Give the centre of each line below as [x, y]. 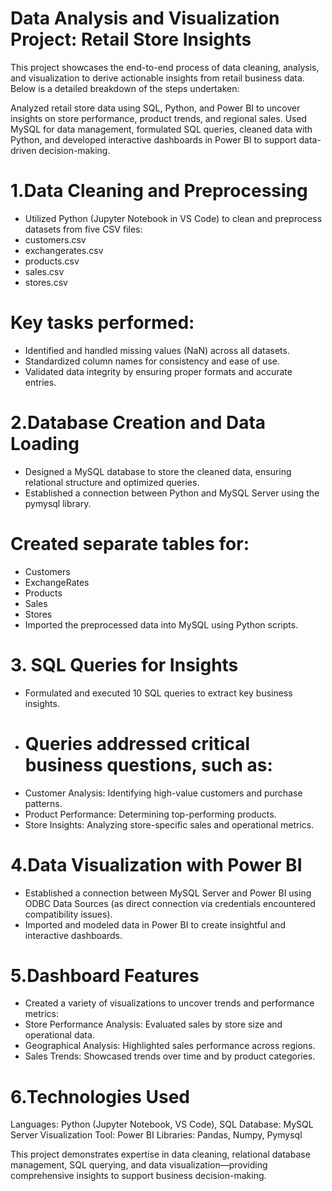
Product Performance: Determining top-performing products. [150, 814]
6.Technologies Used [100, 1096]
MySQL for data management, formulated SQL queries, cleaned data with [161, 129]
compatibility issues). [68, 914]
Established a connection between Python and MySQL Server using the [172, 493]
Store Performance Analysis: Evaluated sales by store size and [153, 1024]
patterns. [43, 803]
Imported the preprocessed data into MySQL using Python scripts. [161, 624]
